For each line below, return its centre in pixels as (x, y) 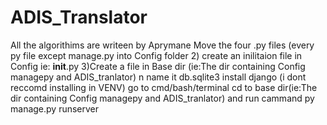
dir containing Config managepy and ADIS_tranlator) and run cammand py (162, 98)
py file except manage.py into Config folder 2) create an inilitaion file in (156, 55)
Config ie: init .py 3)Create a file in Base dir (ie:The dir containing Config (158, 66)
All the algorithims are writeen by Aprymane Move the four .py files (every (162, 45)
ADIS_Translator (79, 17)
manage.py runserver (55, 108)
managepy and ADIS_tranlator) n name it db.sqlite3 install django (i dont (158, 77)
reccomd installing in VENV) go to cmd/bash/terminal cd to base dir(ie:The (164, 87)
